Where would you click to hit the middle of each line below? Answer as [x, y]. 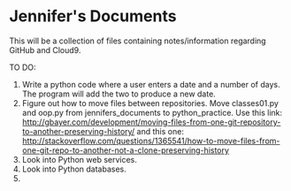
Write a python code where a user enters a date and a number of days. [151, 84]
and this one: [160, 131]
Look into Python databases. [74, 169]
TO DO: [23, 67]
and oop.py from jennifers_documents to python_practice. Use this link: [152, 112]
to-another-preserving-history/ [78, 131]
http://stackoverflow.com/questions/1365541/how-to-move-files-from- [151, 141]
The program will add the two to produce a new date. [119, 94]
